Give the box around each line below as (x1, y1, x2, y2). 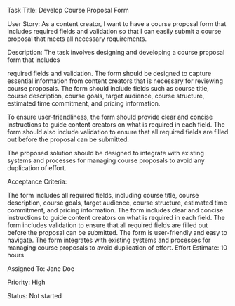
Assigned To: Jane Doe (7, 264, 75, 273)
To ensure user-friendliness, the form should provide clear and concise (7, 113, 213, 121)
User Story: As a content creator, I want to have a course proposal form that (7, 20, 227, 27)
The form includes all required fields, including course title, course (7, 191, 199, 199)
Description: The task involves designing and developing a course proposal (7, 49, 225, 56)
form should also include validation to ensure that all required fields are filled (7, 128, 229, 136)
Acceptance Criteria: (7, 177, 67, 186)
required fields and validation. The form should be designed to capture (7, 70, 212, 77)
